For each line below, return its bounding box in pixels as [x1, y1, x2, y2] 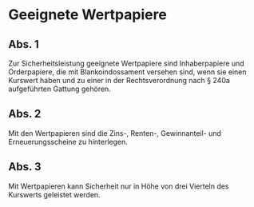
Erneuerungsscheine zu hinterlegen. [8, 137, 128, 146]
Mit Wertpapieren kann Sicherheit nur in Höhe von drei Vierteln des [8, 181, 229, 191]
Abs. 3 [8, 160, 42, 173]
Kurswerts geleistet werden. [8, 189, 101, 199]
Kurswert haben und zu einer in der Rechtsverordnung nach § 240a [8, 76, 230, 85]
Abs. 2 [8, 107, 42, 121]
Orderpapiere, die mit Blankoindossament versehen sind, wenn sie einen [8, 67, 247, 77]
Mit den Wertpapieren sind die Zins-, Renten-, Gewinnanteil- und [8, 128, 222, 137]
